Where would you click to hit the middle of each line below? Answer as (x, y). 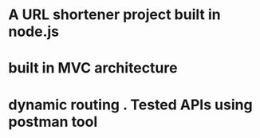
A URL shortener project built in (114, 15)
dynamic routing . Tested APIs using (130, 104)
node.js (34, 32)
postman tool (53, 122)
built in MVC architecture (93, 68)
